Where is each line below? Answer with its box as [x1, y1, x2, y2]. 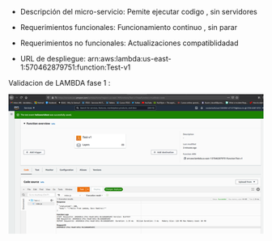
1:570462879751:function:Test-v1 [19, 62, 131, 72]
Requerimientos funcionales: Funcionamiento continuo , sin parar [19, 23, 237, 32]
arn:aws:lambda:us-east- [87, 54, 172, 63]
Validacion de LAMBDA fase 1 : [8, 78, 111, 87]
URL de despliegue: [19, 54, 87, 63]
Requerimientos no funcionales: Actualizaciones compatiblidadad [19, 38, 239, 48]
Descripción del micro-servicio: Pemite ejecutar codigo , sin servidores [19, 7, 257, 16]
